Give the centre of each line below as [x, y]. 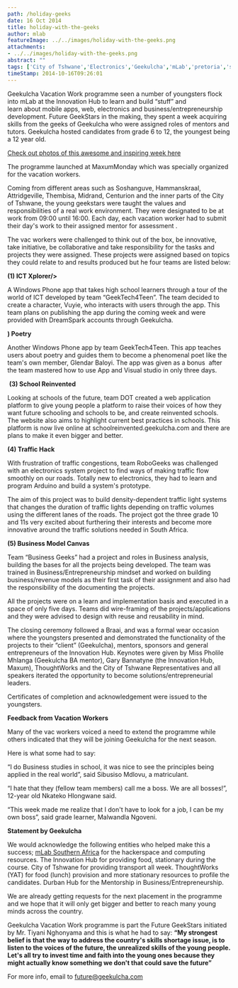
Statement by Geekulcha [45, 831]
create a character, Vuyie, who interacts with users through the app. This [114, 305]
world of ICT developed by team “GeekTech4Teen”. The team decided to [113, 297]
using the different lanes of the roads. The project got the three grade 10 [113, 514]
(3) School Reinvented [42, 384]
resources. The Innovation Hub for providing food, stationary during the [112, 859]
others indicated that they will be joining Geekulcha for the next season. [112, 739]
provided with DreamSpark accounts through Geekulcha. [90, 320]
